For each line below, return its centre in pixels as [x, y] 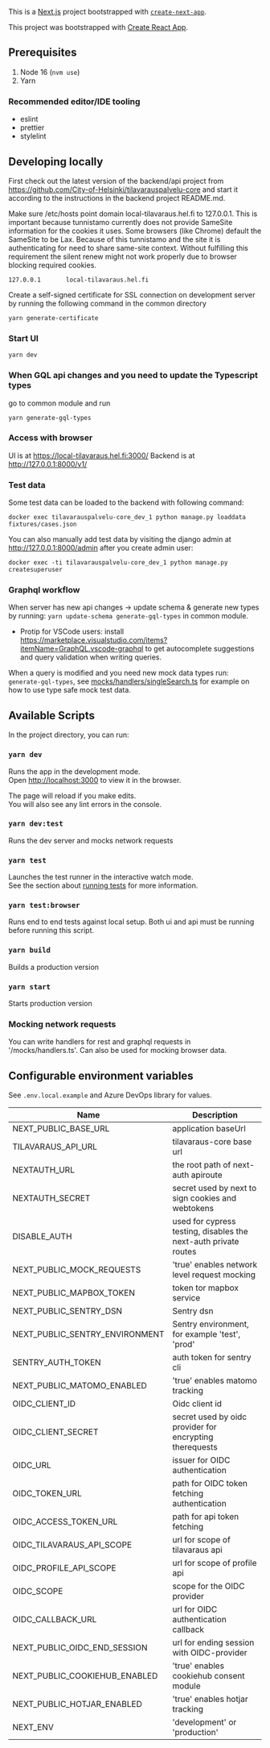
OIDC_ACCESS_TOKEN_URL [65, 1521]
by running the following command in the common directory [108, 303]
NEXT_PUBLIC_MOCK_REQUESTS [77, 1270]
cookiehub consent [209, 1676]
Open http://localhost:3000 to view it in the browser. [95, 780]
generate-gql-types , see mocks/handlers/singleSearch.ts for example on [129, 681]
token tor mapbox [206, 1288]
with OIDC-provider [210, 1653]
